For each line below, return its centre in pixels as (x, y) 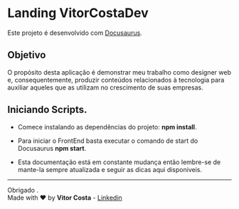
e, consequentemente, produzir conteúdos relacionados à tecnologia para (116, 80)
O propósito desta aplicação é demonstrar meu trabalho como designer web (119, 72)
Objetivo (27, 55)
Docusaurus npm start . (52, 148)
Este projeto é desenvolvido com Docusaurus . (75, 33)
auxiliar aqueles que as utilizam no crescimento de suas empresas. (106, 87)
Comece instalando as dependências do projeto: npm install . (107, 127)
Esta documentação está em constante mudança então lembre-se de (119, 162)
